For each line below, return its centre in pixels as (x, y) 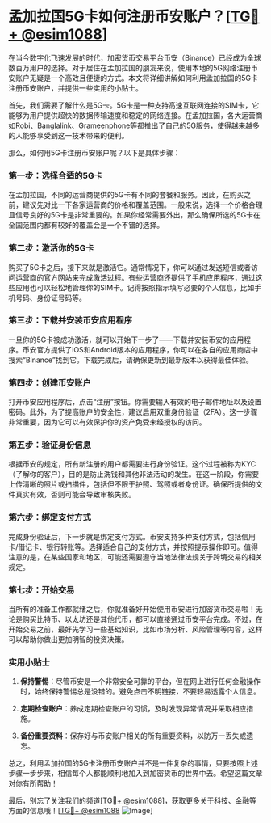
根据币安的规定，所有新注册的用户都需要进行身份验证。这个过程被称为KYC (132, 464)
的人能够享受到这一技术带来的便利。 (69, 135)
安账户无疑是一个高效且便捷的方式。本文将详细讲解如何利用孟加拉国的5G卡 (133, 78)
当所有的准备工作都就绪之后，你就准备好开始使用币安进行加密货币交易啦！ (132, 609)
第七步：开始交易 (42, 589)
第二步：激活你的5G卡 (51, 248)
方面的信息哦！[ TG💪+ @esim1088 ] (81, 811)
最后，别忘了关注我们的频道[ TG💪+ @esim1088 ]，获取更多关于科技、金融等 (132, 800)
